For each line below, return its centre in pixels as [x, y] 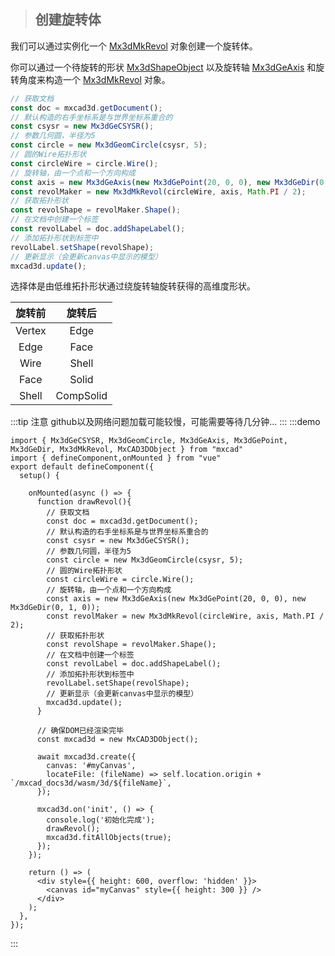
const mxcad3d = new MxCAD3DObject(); [117, 740]
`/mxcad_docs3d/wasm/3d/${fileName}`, [91, 783]
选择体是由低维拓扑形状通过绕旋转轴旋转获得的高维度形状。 [133, 286]
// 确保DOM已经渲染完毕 [80, 731]
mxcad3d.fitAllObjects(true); [109, 838]
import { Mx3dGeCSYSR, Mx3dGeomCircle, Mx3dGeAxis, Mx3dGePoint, [149, 441]
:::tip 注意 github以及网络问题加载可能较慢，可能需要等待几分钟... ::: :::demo [165, 422]
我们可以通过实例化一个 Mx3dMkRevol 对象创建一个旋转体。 [134, 46]
